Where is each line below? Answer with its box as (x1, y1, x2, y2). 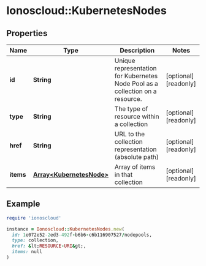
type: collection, (12, 237, 59, 243)
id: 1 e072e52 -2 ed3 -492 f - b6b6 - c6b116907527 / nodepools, (12, 232, 152, 238)
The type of (114, 105, 148, 113)
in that (114, 171, 133, 179)
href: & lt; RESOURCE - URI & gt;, (12, 243, 86, 249)
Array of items (114, 163, 156, 171)
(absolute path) (114, 153, 159, 161)
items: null (12, 249, 43, 255)
